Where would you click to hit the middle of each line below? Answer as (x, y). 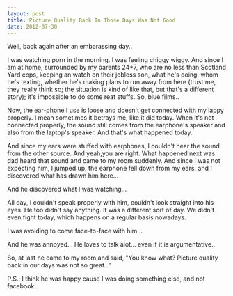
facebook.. (23, 286)
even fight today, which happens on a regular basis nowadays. (97, 217)
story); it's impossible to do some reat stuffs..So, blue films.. (93, 97)
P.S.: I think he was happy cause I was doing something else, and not (106, 279)
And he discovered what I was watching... (67, 189)
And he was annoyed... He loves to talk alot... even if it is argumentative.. (111, 244)
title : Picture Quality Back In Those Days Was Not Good (91, 20)
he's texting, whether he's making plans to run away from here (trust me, (112, 82)
